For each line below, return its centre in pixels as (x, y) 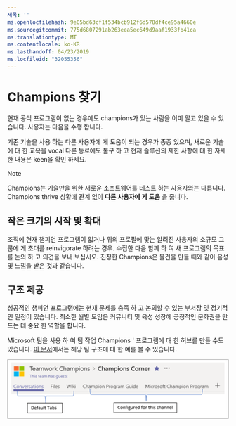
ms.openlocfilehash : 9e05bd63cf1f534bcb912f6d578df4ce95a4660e (102, 22)
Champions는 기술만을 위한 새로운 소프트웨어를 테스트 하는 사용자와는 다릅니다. (117, 188)
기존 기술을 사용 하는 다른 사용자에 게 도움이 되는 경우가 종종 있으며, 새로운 (109, 141)
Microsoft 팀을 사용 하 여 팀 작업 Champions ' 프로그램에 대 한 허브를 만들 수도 (116, 340)
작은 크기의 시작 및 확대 (54, 221)
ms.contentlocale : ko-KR (44, 45)
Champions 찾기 (54, 97)
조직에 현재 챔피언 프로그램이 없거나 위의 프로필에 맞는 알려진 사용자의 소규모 (112, 239)
